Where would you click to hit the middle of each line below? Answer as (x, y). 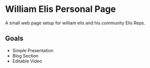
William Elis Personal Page (61, 9)
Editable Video (27, 61)
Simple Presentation (33, 50)
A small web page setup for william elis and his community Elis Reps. (75, 23)
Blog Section (25, 56)
